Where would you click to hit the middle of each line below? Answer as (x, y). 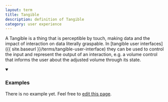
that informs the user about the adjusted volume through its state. (73, 60)
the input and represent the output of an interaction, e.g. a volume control (81, 55)
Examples (18, 83)
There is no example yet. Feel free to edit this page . (59, 93)
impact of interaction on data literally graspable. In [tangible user (72, 44)
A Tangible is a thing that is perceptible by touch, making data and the (77, 38)
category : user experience (33, 24)
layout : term (19, 10)
